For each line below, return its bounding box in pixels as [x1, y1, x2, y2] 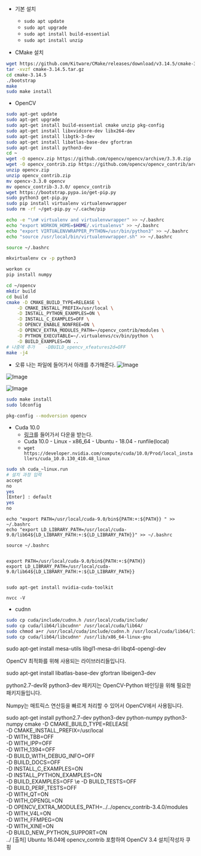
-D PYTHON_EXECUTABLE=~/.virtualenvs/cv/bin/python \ [17, 333, 154, 339]
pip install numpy [6, 272, 52, 278]
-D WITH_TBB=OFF [6, 733, 54, 740]
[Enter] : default [6, 494, 52, 500]
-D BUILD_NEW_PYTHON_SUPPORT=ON [6, 828, 108, 836]
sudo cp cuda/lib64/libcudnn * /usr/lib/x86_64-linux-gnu [6, 634, 151, 640]
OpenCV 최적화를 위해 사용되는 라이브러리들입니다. [6, 657, 127, 664]
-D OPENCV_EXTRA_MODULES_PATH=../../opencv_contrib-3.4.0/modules [6, 803, 188, 810]
